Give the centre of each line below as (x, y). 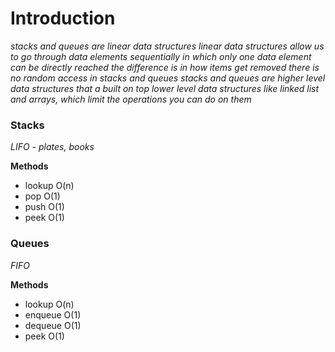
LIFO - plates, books (52, 147)
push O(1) (44, 207)
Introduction (63, 18)
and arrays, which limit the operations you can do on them (131, 99)
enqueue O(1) (53, 314)
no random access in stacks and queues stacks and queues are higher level (168, 78)
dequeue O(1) (53, 325)
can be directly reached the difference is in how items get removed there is (165, 67)
